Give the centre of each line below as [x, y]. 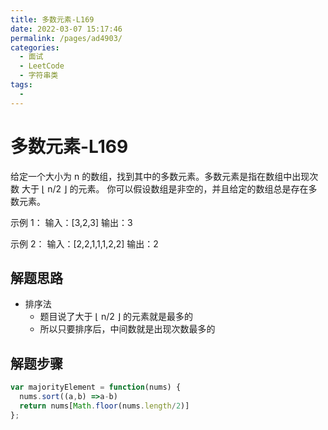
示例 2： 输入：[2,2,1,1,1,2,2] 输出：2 [84, 243]
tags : [21, 85]
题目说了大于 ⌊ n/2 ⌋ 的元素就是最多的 [116, 317]
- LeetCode [42, 66]
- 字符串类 [39, 76]
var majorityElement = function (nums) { [96, 387]
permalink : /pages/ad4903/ [66, 38]
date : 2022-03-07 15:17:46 [66, 29]
